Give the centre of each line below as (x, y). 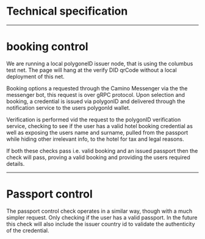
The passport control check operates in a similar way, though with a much (99, 211)
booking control (47, 47)
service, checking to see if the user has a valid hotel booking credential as (100, 126)
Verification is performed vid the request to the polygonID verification (94, 120)
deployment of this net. (36, 76)
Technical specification (67, 11)
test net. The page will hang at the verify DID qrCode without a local (92, 70)
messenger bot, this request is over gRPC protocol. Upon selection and (95, 95)
